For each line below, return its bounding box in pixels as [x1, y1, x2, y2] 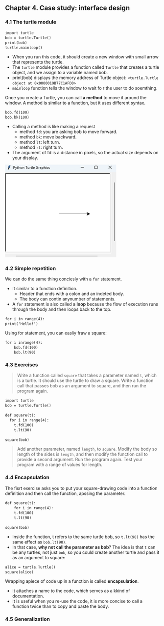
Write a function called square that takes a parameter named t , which [17, 373, 157, 379]
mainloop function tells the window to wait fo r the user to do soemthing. [12, 85, 158, 91]
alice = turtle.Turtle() [5, 565, 56, 570]
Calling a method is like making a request [12, 123, 95, 129]
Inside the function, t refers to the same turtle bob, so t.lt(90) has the [12, 534, 155, 540]
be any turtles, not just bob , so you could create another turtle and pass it [12, 549, 160, 555]
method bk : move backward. [19, 134, 77, 139]
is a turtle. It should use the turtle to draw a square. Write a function [17, 378, 154, 383]
